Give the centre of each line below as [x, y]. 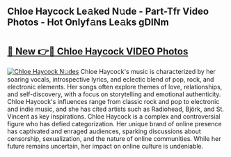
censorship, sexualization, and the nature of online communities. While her [114, 139]
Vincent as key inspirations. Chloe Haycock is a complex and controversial [114, 117]
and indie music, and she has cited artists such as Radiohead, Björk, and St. [116, 109]
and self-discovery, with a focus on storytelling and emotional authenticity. [114, 94]
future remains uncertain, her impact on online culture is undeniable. [105, 146]
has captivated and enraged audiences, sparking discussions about [104, 131]
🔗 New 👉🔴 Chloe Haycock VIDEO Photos [98, 51]
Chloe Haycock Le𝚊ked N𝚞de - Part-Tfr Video [108, 12]
